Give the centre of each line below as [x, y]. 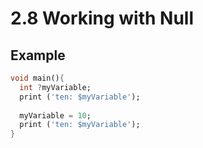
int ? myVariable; [55, 87]
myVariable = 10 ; [55, 115]
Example [38, 55]
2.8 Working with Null [102, 18]
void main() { [37, 78]
